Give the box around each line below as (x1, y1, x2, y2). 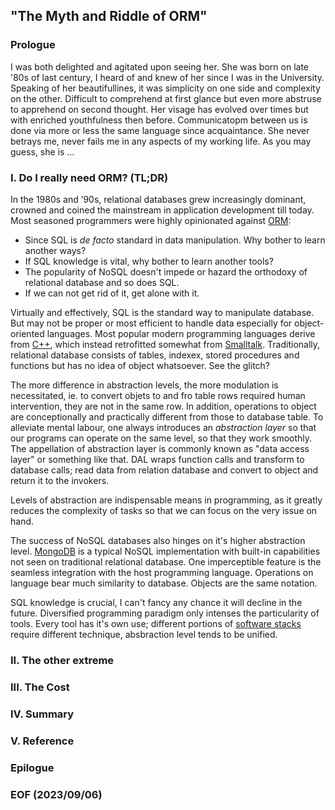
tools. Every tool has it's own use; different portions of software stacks (10, 617, 302, 629)
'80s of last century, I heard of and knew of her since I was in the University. (10, 71, 325, 83)
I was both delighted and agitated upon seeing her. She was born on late (10, 60, 309, 73)
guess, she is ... (10, 145, 75, 158)
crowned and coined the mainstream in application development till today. (10, 204, 315, 216)
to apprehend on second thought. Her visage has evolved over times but (10, 103, 309, 115)
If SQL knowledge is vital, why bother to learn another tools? (24, 255, 274, 267)
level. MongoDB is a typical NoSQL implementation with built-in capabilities (10, 545, 321, 557)
